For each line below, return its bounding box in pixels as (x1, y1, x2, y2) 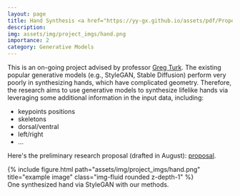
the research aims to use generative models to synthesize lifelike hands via (7, 86, 229, 94)
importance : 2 (7, 37, 50, 44)
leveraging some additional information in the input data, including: (7, 93, 204, 102)
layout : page (7, 10, 46, 18)
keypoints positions (17, 108, 76, 115)
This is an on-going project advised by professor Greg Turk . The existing (7, 63, 221, 71)
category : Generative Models (7, 43, 94, 51)
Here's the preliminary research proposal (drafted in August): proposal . (7, 151, 216, 160)
